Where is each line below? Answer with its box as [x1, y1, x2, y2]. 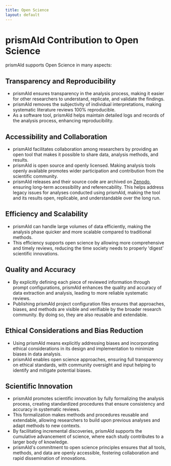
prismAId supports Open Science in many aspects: [5, 62, 112, 68]
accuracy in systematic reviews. [12, 406, 81, 412]
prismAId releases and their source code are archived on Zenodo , [12, 179, 151, 185]
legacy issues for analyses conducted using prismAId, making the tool [12, 190, 160, 196]
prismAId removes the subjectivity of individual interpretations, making [12, 101, 162, 107]
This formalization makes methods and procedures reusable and [12, 412, 149, 418]
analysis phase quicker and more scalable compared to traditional [12, 229, 152, 235]
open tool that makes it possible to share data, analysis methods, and [12, 151, 159, 158]
